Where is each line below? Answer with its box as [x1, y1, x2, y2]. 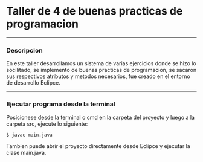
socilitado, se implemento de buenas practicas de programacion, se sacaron [6, 66, 197, 74]
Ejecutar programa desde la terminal [6, 100, 116, 108]
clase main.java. [6, 149, 47, 156]
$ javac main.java [6, 132, 53, 138]
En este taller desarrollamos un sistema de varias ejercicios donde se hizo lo [6, 60, 196, 67]
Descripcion [6, 46, 43, 54]
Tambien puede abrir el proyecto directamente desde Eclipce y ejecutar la [6, 142, 190, 149]
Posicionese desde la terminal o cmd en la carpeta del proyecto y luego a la [6, 114, 195, 121]
